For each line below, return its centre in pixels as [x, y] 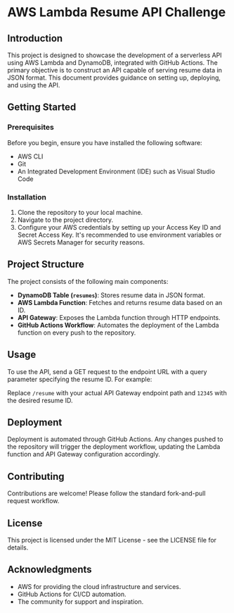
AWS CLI [30, 156]
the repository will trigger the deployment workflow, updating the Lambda [114, 447]
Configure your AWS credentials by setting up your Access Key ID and [119, 227]
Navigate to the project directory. [65, 220]
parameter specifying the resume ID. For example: [80, 379]
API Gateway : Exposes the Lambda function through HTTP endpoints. [119, 317]
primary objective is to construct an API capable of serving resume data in [115, 70]
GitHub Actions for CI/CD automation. [72, 594]
